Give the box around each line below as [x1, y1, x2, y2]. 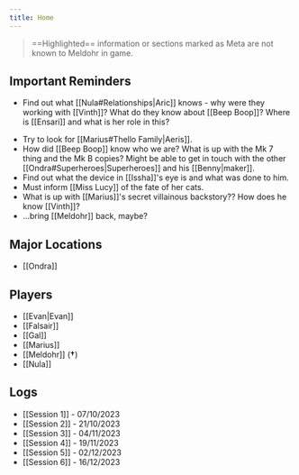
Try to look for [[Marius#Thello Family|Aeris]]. [22, 134, 193, 145]
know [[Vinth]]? [22, 201, 81, 212]
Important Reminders [9, 74, 131, 89]
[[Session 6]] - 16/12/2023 [22, 456, 121, 467]
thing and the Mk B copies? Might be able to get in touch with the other [22, 153, 286, 164]
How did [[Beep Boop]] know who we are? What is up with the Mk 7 [22, 143, 274, 154]
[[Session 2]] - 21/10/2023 [22, 418, 121, 429]
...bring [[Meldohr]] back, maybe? [22, 211, 149, 222]
